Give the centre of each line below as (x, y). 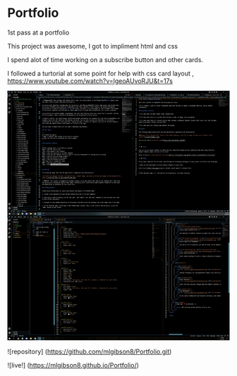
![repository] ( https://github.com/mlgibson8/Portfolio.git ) (90, 352)
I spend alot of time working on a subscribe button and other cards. (105, 59)
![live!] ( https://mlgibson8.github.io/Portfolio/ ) (73, 365)
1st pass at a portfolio (38, 32)
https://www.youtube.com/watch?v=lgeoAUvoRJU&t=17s (90, 81)
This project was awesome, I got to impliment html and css (93, 46)
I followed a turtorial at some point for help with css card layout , (101, 73)
